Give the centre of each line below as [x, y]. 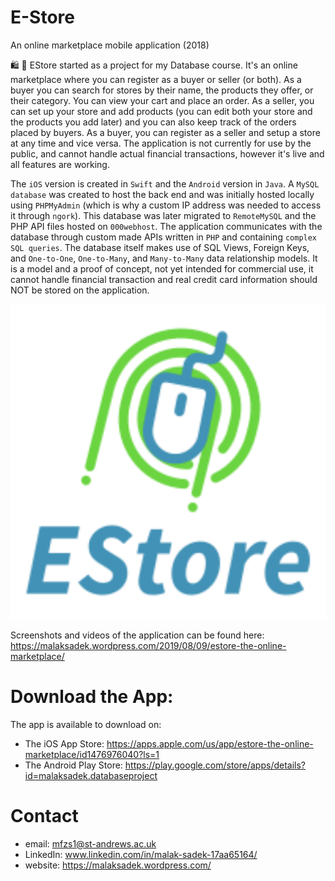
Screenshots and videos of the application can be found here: [137, 635]
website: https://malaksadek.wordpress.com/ [118, 865]
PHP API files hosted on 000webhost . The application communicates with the [166, 226]
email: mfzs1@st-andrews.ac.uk [90, 843]
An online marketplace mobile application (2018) [110, 45]
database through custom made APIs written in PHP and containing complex [164, 237]
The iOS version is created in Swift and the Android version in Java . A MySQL [165, 183]
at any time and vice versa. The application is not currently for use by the [161, 143]
